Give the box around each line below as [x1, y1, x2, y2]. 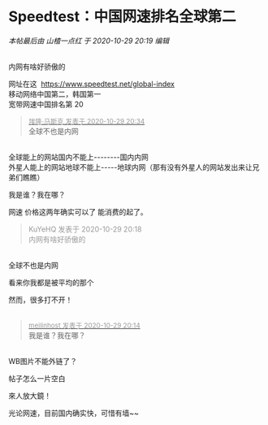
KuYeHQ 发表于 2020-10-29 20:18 [28, 224, 142, 234]
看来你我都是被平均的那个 [8, 277, 94, 287]
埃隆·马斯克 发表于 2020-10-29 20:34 [28, 116, 145, 126]
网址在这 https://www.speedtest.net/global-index [8, 79, 175, 89]
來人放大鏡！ [8, 391, 51, 401]
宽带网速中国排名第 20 [8, 99, 84, 109]
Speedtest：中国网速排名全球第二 [8, 7, 237, 26]
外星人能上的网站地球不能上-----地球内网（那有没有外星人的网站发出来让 [8, 162, 253, 171]
